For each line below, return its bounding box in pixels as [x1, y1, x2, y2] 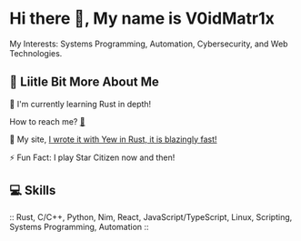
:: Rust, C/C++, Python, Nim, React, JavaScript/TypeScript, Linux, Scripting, [9, 211, 293, 222]
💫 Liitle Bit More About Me [9, 75, 159, 90]
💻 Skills [9, 183, 56, 198]
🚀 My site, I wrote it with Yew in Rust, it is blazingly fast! [9, 134, 217, 145]
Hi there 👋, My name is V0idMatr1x [9, 8, 276, 29]
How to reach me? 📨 [9, 115, 85, 126]
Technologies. [9, 47, 63, 58]
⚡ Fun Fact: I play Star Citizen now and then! [9, 152, 176, 163]
